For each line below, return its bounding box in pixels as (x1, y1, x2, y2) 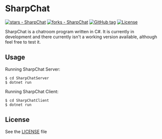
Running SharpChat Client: (5, 89, 59, 94)
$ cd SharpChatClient (5, 98, 49, 103)
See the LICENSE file (5, 128, 47, 135)
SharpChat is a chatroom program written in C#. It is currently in (5, 28, 135, 34)
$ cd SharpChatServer (5, 75, 49, 81)
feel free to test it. (5, 39, 41, 45)
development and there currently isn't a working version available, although (5, 34, 158, 40)
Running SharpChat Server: (5, 66, 60, 72)
